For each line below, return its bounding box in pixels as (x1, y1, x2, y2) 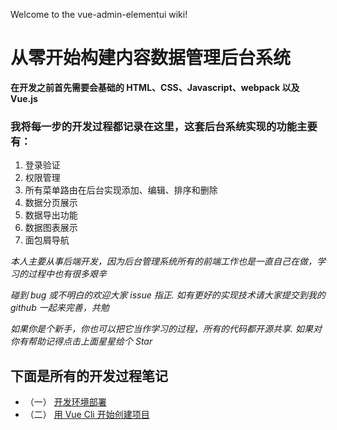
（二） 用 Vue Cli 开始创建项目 (24, 409, 150, 421)
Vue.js (10, 92, 38, 104)
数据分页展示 (24, 197, 78, 209)
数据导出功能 (24, 209, 78, 221)
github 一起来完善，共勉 (10, 302, 110, 314)
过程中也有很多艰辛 (27, 268, 107, 280)
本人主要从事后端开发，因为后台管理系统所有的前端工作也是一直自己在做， (10, 255, 317, 268)
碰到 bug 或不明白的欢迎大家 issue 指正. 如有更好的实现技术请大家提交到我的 (10, 289, 326, 301)
